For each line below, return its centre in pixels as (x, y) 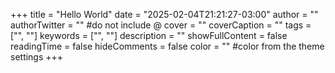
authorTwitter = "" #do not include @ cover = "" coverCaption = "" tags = (161, 25)
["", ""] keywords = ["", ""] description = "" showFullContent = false (149, 35)
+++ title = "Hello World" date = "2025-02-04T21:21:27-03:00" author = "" (164, 14)
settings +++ (37, 57)
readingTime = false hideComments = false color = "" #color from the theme (167, 46)
